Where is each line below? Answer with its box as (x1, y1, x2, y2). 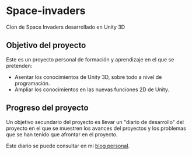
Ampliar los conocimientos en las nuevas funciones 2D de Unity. (14, 86, 170, 93)
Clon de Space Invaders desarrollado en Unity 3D (6, 23, 125, 30)
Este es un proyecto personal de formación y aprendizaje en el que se (6, 56, 174, 63)
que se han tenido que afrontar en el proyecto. (6, 130, 118, 138)
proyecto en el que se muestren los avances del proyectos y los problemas (6, 125, 187, 132)
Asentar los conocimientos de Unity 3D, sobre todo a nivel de (14, 73, 162, 80)
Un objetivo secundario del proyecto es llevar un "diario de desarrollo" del (6, 118, 184, 125)
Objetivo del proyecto (6, 40, 86, 50)
